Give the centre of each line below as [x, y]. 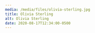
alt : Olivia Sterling [27, 18]
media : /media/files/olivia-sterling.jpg [48, 9]
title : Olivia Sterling [29, 14]
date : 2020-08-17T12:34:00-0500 [38, 23]
